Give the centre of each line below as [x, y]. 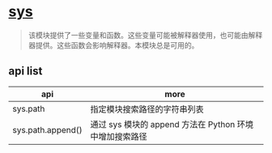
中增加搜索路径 [119, 136]
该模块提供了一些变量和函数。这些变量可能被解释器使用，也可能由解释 [145, 35]
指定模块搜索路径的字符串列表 [147, 109]
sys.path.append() [47, 130]
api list [25, 71]
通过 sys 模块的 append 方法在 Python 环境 [172, 124]
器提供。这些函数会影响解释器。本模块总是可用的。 [113, 45]
